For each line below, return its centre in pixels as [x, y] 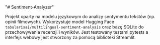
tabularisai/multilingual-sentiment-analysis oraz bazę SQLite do [75, 27]
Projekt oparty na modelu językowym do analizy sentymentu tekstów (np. [80, 16]
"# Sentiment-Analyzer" [30, 7]
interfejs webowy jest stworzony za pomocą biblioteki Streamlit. [70, 37]
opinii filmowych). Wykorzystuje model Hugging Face [60, 22]
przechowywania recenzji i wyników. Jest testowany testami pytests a [77, 32]
